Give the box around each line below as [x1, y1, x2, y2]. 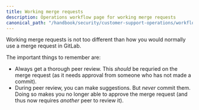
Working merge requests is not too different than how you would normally [6, 36, 186, 43]
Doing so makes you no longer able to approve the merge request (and [14, 90, 188, 98]
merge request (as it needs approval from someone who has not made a [14, 72, 191, 79]
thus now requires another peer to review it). [14, 97, 124, 104]
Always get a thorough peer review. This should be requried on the [14, 65, 178, 73]
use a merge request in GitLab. [6, 42, 82, 49]
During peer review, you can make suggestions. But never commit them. [14, 84, 191, 92]
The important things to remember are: [6, 54, 101, 61]
